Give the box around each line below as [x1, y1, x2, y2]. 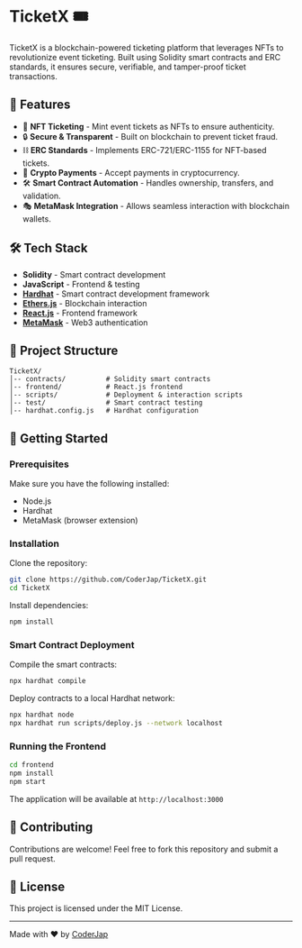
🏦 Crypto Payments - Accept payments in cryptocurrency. [22, 167, 240, 178]
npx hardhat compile [9, 677, 87, 686]
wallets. [22, 213, 51, 224]
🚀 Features [9, 97, 71, 113]
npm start [9, 777, 47, 786]
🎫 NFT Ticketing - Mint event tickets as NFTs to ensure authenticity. [22, 121, 275, 132]
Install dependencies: [9, 600, 89, 611]
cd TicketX [9, 584, 50, 593]
